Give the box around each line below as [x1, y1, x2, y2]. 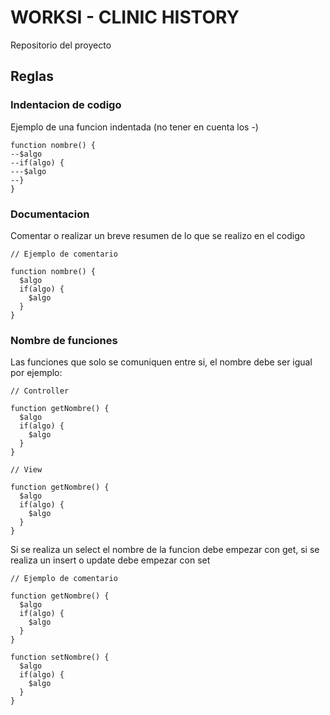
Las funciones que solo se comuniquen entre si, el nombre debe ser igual [10, 356, 313, 368]
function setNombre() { [10, 652, 110, 663]
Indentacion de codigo [10, 98, 122, 112]
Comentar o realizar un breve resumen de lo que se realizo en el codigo [10, 229, 306, 241]
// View [10, 465, 43, 475]
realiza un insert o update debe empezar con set [10, 554, 211, 566]
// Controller [10, 386, 70, 396]
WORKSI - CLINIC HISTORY [10, 6, 240, 29]
